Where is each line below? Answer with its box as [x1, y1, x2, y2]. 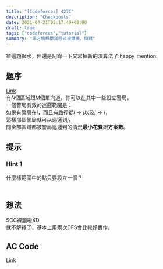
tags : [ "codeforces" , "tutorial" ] [6, 30, 87, 36]
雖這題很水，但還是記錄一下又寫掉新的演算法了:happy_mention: [6, 53, 158, 59]
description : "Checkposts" [6, 14, 72, 20]
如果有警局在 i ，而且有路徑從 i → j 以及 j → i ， [6, 109, 111, 116]
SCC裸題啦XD [6, 217, 40, 224]
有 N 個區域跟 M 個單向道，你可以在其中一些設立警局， [6, 94, 132, 101]
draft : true [6, 25, 35, 31]
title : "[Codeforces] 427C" [6, 8, 75, 15]
